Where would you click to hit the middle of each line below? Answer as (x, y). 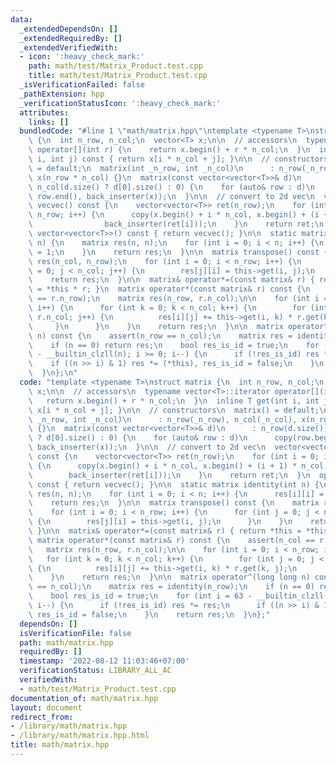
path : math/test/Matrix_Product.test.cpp (115, 66)
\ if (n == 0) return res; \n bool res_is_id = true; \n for (174, 345)
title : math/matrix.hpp (60, 745)
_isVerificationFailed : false (82, 85)
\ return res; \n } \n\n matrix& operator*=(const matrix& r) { (171, 280)
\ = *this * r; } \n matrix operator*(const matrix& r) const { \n (169, 289)
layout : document (46, 707)
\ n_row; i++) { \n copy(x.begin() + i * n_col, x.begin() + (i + (178, 215)
